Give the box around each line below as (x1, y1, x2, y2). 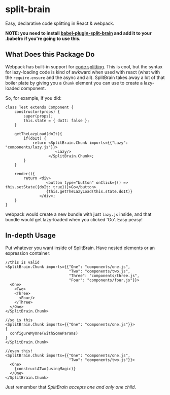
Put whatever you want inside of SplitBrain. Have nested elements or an (5, 245, 155, 251)
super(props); (23, 113, 53, 118)
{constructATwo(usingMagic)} (14, 366, 76, 371)
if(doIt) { (23, 136, 47, 141)
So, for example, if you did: (5, 95, 62, 101)
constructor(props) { (14, 109, 60, 114)
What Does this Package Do (5, 50, 95, 59)
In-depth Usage (5, 231, 56, 240)
